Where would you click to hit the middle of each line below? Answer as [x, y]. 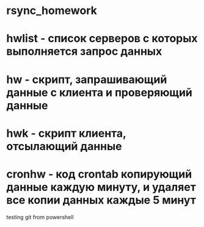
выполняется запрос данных [84, 52]
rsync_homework [52, 11]
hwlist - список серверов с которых [102, 39]
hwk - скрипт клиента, [66, 133]
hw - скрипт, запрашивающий [87, 79]
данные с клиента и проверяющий [99, 92]
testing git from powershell [40, 217]
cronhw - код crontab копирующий [99, 174]
